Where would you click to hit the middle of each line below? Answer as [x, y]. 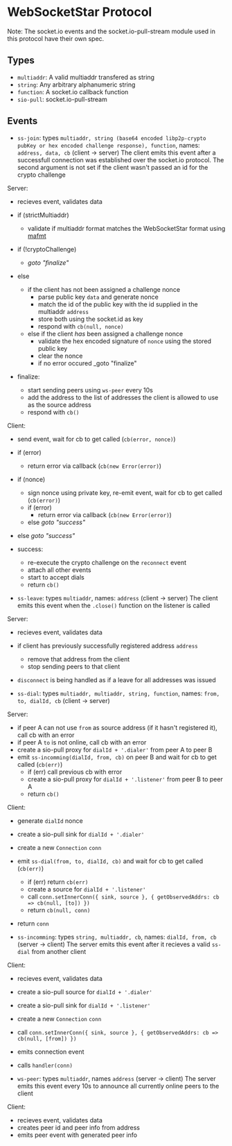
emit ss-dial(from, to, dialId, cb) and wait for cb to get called [110, 861]
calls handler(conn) [45, 1065]
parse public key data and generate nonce [98, 297]
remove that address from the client [79, 659]
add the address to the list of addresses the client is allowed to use [123, 397]
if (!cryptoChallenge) [47, 249]
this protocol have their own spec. [56, 38]
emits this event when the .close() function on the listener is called [114, 605]
